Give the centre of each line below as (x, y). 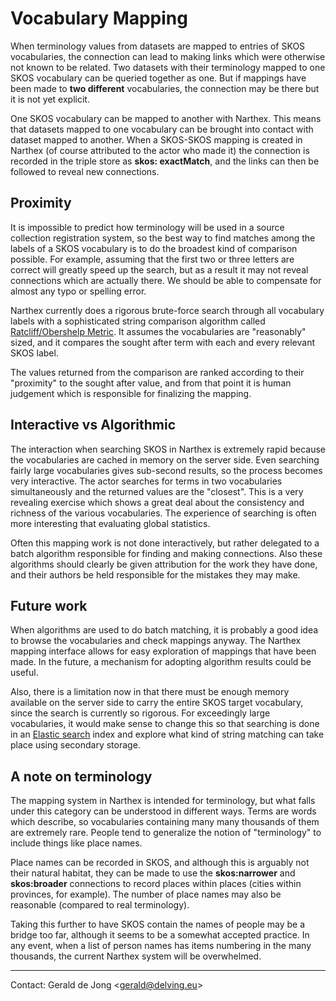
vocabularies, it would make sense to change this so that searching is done (165, 724)
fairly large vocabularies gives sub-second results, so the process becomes (166, 470)
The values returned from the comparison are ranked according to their (157, 372)
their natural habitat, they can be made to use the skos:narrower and (153, 873)
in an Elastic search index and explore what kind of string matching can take (167, 734)
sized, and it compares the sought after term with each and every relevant (162, 342)
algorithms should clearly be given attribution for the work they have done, (164, 564)
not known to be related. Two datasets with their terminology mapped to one (168, 67)
